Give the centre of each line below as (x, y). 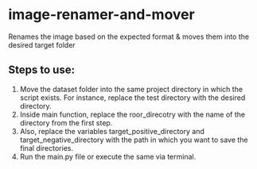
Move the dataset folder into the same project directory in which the (131, 89)
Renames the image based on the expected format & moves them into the (128, 36)
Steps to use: (42, 70)
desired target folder (42, 44)
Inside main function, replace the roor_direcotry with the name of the (132, 114)
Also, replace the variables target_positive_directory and (112, 131)
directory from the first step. (66, 123)
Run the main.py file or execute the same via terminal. (108, 156)
